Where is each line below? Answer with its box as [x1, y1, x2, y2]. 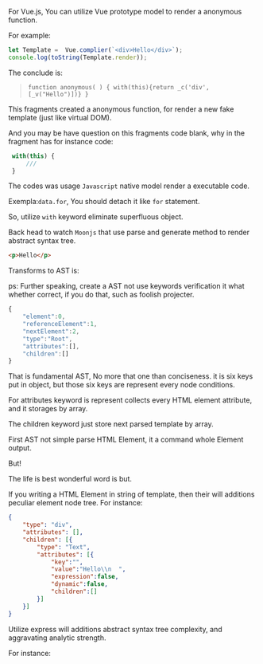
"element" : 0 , [22, 312, 66, 321]
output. [8, 443, 32, 453]
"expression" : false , [50, 573, 119, 581]
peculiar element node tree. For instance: [8, 498, 143, 508]
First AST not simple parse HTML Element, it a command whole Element [8, 434, 244, 445]
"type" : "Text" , [37, 543, 91, 551]
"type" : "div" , [22, 521, 73, 529]
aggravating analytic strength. [8, 633, 106, 642]
